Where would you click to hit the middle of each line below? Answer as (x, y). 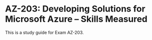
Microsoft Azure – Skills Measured (76, 19)
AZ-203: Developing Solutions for (75, 9)
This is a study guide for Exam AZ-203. (45, 32)
